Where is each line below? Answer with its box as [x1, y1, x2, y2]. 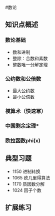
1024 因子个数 [12, 187, 41, 193]
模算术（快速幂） [5, 107, 46, 114]
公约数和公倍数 [5, 75, 41, 82]
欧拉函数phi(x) [5, 137, 41, 144]
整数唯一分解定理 [12, 62, 48, 68]
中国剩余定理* [5, 122, 39, 129]
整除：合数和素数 [12, 55, 48, 61]
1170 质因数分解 [12, 181, 45, 187]
